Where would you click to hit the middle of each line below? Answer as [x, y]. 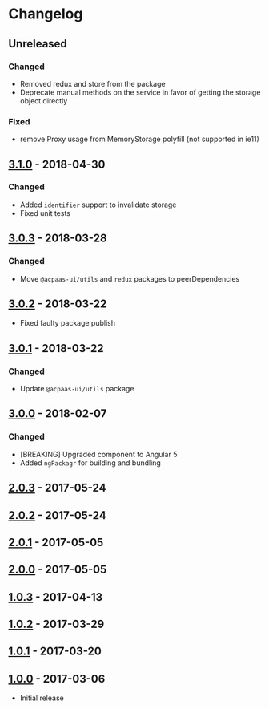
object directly [44, 100]
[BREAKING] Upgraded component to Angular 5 [98, 454]
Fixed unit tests [45, 213]
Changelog [46, 14]
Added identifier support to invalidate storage [98, 205]
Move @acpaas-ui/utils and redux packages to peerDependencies [130, 278]
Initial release [42, 698]
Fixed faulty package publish [68, 323]
